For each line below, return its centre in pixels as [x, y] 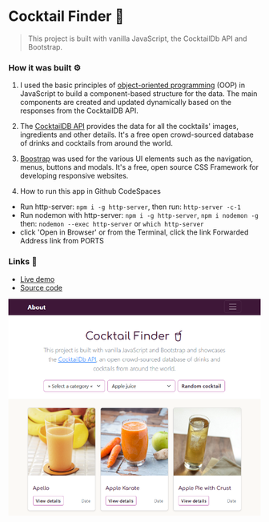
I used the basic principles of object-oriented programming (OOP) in [132, 85]
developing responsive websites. [74, 176]
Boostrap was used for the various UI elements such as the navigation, [137, 159]
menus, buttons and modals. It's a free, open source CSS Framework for [139, 167]
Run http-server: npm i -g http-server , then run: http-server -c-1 [130, 207]
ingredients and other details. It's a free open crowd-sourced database [137, 135]
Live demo [37, 279]
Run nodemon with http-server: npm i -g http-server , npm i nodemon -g [139, 215]
